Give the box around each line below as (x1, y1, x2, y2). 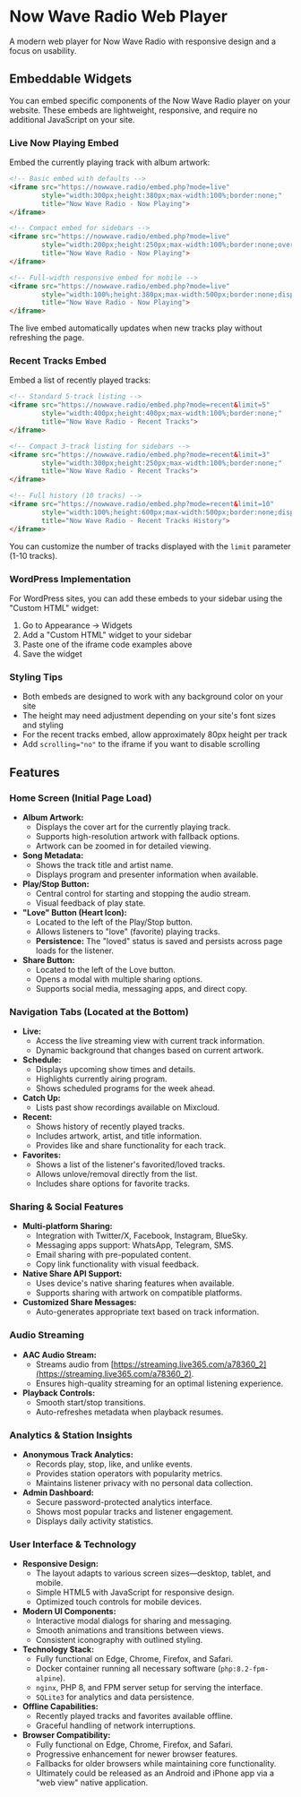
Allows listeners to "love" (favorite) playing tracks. (35, 925, 221, 937)
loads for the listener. (35, 945, 115, 956)
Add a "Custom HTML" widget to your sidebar (21, 629, 193, 640)
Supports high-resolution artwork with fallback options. (35, 830, 240, 841)
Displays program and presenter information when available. (35, 869, 259, 880)
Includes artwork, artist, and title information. (35, 1131, 202, 1141)
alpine (35, 1674, 61, 1683)
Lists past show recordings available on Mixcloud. (35, 1102, 220, 1113)
